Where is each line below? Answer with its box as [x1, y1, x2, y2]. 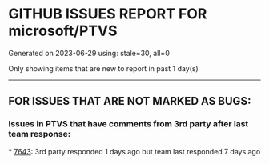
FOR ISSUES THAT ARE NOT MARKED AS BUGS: [8, 94, 251, 108]
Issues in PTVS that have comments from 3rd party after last [8, 118, 249, 130]
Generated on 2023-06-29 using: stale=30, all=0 [8, 48, 170, 58]
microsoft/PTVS [8, 22, 118, 40]
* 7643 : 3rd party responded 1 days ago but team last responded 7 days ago [8, 146, 261, 156]
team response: [8, 129, 71, 140]
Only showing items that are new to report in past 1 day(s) [8, 63, 199, 73]
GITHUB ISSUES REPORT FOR [8, 5, 207, 23]
